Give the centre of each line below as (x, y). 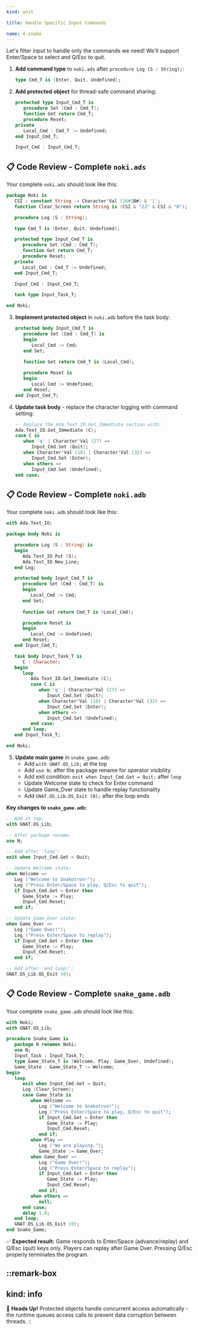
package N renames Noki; (46, 1045)
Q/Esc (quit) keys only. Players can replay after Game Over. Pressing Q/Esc (99, 1248)
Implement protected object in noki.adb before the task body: (93, 317)
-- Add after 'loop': (34, 852)
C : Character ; (41, 662)
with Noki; (20, 1022)
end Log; (25, 567)
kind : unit (20, 12)
